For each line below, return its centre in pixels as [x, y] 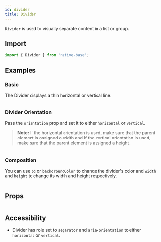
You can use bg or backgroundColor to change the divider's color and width [80, 171]
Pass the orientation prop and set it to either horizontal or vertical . [75, 123]
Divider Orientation [28, 112]
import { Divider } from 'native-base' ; [47, 55]
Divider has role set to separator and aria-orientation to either [77, 230]
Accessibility [26, 218]
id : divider [17, 10]
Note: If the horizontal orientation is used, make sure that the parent [86, 133]
